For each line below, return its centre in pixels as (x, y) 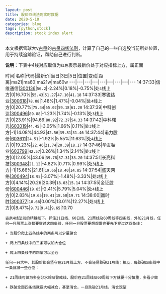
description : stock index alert (39, 33)
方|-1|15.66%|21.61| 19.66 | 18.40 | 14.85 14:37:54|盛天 (58, 170)
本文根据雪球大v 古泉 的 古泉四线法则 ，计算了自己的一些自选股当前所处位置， (84, 48)
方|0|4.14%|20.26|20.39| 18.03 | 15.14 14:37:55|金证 (57, 182)
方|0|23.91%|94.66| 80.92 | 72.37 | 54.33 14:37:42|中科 (59, 120)
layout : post (19, 10)
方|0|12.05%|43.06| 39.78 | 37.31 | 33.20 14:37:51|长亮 (58, 157)
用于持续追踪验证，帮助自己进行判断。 (45, 54)
